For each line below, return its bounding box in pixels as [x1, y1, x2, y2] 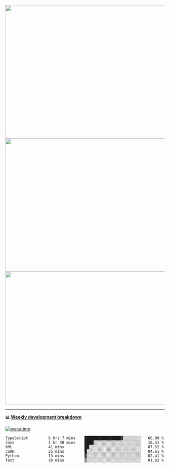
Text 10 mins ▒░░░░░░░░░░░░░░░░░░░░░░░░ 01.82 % [5, 458, 164, 463]
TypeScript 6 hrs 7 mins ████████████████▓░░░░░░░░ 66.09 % [5, 436, 164, 441]
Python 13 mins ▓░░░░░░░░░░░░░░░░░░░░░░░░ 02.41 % [5, 453, 164, 458]
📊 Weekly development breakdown [5, 414, 82, 420]
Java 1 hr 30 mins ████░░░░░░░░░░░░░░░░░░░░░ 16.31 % [5, 440, 164, 445]
